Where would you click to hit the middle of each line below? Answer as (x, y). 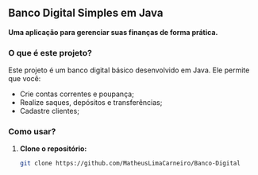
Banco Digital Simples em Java (86, 13)
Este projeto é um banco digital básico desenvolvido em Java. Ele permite (129, 70)
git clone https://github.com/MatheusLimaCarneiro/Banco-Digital (130, 163)
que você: (25, 79)
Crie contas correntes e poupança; (77, 94)
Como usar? (32, 132)
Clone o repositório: (53, 149)
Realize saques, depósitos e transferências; (91, 103)
